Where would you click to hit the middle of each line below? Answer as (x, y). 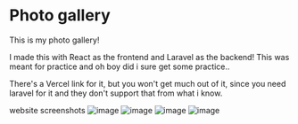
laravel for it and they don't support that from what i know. (116, 93)
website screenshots (48, 110)
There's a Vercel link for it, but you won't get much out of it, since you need (148, 83)
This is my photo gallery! (54, 40)
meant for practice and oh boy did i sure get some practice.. (120, 66)
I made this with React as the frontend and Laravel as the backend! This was (149, 57)
